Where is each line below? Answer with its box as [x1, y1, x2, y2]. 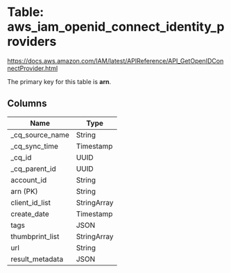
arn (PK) [10, 186, 38, 196]
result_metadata [10, 254, 64, 264]
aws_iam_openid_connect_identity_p [7, 19, 225, 35]
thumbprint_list [10, 231, 60, 241]
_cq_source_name [10, 130, 69, 140]
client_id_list [10, 197, 51, 207]
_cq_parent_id [10, 164, 57, 174]
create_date [10, 209, 50, 219]
